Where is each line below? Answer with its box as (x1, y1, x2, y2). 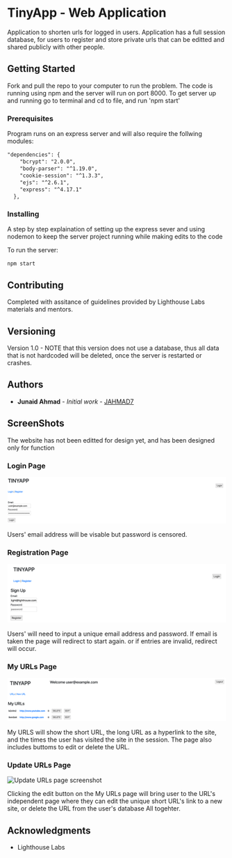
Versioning (7, 325, 56, 337)
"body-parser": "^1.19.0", (19, 165, 98, 172)
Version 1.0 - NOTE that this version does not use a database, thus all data (7, 344, 219, 352)
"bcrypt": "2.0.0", (19, 158, 76, 165)
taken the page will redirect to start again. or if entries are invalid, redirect (7, 636, 217, 645)
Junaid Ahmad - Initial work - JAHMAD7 (17, 397, 134, 406)
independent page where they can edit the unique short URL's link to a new (7, 797, 223, 806)
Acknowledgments (7, 825, 92, 836)
